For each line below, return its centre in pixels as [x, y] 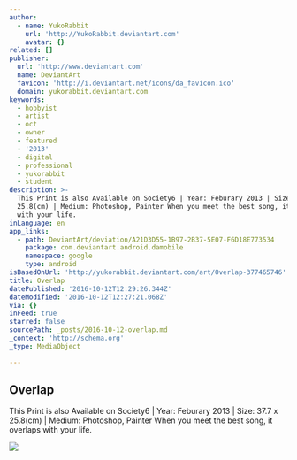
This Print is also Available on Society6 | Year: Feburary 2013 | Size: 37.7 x [144, 411]
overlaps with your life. [51, 430]
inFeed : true [33, 314]
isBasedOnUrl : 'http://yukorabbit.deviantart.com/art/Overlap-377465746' [148, 272]
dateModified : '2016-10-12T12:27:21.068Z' [88, 297]
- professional [45, 165]
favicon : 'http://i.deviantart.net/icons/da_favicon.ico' [126, 83]
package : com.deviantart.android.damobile [104, 248]
